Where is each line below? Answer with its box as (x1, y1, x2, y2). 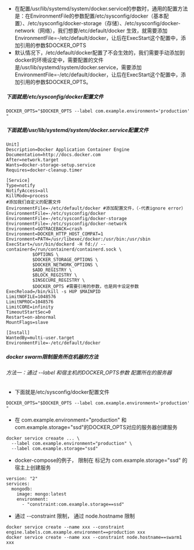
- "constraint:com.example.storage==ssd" (21, 501, 125, 507)
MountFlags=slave (6, 319, 49, 325)
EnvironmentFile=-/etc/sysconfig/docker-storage (6, 215, 127, 221)
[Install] (6, 329, 30, 336)
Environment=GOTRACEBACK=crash (6, 225, 83, 232)
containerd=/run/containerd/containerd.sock (6, 246, 117, 252)
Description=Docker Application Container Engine (6, 146, 130, 153)
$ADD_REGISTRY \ (32, 266, 72, 273)
